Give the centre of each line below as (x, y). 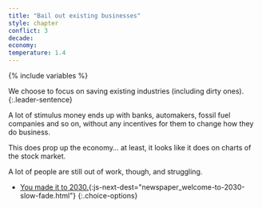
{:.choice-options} (108, 196)
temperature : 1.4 (37, 53)
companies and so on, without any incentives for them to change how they (131, 124)
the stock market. (37, 156)
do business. (29, 132)
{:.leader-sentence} (41, 100)
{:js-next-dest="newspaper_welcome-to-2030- (167, 187)
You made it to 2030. (54, 187)
